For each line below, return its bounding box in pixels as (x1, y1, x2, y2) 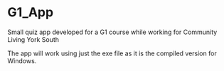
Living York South (7, 35, 59, 43)
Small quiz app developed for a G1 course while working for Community (7, 28, 218, 36)
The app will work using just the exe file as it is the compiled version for (7, 49, 217, 58)
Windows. (7, 56, 37, 65)
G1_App (7, 4, 54, 21)
